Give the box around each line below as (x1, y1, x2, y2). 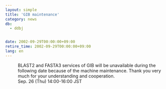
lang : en (5, 48, 24, 53)
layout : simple (5, 7, 37, 12)
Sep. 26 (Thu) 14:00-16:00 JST (18, 78, 82, 84)
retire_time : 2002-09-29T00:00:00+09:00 (5, 44, 92, 49)
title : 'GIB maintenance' (5, 12, 59, 17)
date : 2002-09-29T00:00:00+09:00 (5, 39, 75, 44)
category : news (5, 16, 37, 21)
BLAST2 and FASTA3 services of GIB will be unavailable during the (18, 62, 156, 68)
